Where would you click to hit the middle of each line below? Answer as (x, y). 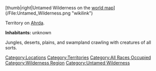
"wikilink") (82, 13)
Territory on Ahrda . (25, 23)
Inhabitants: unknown (28, 32)
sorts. (11, 48)
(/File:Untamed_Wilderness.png (38, 13)
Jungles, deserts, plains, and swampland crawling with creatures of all (78, 42)
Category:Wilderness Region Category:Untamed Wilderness (67, 63)
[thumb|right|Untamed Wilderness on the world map (59, 8)
